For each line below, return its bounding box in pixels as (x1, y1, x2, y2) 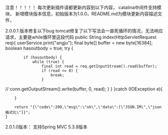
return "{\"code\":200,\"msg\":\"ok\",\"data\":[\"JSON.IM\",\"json (14, 105, 162, 110)
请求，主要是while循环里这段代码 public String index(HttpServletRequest (5, 34, 157, 40)
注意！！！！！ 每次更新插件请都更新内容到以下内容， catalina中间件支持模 (5, 5, 162, 10)
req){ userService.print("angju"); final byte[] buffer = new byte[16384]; (5, 40, 153, 46)
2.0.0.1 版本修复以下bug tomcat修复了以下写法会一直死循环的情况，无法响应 (5, 28, 163, 34)
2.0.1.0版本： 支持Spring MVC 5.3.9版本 (5, 124, 88, 130)
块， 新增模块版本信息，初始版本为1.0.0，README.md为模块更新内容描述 (5, 11, 158, 17)
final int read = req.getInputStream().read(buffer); (41, 64, 157, 69)
